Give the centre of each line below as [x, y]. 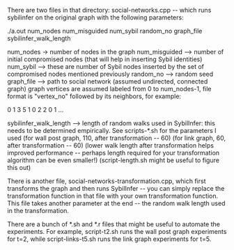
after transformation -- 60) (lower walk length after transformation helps [111, 145]
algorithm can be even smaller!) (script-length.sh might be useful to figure [113, 160]
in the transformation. [38, 211]
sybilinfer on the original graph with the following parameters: [95, 17]
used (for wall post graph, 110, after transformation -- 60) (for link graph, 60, [117, 138]
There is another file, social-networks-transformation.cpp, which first [107, 181]
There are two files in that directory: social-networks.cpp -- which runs [109, 10]
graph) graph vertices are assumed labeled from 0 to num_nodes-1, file [109, 89]
